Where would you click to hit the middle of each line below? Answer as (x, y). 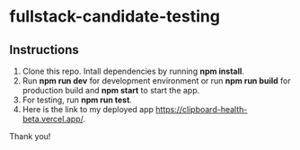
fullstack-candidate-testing (115, 17)
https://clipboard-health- (202, 109)
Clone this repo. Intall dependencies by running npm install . (133, 71)
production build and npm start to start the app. (111, 90)
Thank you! (30, 136)
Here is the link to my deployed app (88, 109)
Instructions (44, 50)
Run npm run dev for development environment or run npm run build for (156, 81)
